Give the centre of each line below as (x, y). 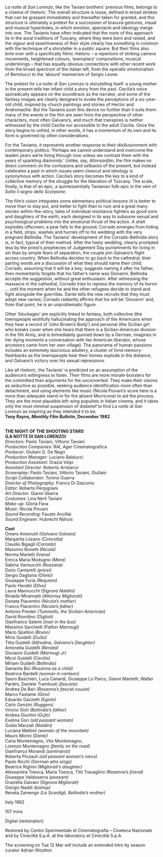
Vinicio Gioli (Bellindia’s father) (36, 710)
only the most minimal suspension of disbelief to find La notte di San (74, 406)
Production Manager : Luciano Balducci (44, 457)
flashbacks (16, 355)
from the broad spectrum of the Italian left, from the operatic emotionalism (80, 69)
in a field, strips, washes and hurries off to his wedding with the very (74, 232)
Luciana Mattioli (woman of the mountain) (47, 731)
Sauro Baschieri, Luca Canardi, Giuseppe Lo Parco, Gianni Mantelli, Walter (79, 679)
